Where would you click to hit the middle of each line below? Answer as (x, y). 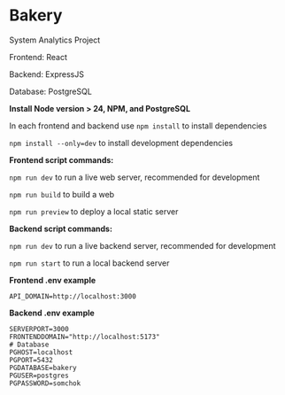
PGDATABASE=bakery (43, 368)
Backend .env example (52, 313)
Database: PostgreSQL (51, 91)
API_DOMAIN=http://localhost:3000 (73, 296)
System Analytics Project (55, 40)
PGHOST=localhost (41, 352)
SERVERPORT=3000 (39, 329)
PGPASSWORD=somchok (45, 383)
